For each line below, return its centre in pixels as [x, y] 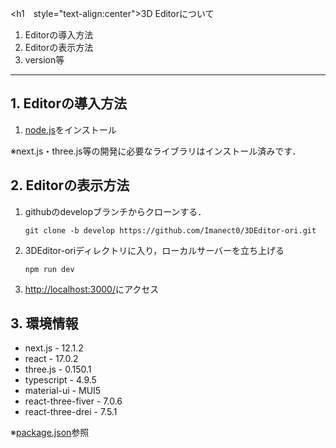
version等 [44, 60]
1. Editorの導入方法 [68, 103]
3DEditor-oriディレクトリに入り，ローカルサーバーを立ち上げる [154, 250]
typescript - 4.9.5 [60, 380]
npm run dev [49, 269]
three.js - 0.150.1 [58, 369]
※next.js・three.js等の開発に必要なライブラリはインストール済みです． [156, 151]
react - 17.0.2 [51, 359]
